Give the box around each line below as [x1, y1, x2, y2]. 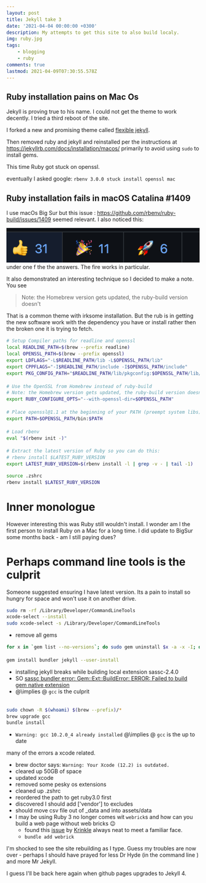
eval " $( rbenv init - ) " [6, 435, 67, 442]
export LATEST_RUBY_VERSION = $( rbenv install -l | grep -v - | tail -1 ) [6, 461, 194, 467]
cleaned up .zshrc [15, 787, 61, 795]
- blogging [17, 49, 45, 55]
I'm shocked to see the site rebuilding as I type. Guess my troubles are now [6, 845, 196, 852]
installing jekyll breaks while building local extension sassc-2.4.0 [15, 668, 179, 675]
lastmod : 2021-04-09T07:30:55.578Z [6, 68, 97, 74]
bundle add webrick [24, 834, 75, 841]
